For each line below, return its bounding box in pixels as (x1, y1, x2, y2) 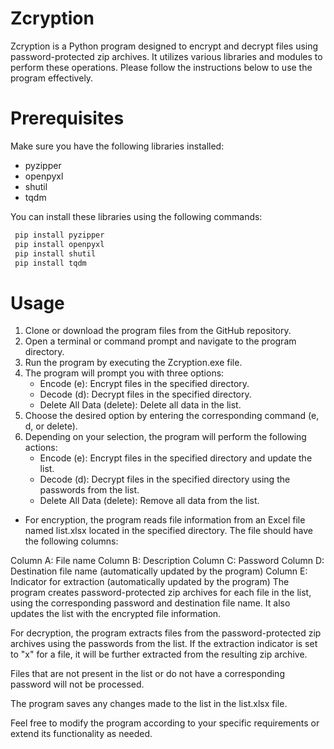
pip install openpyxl (14, 239, 105, 249)
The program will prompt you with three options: (24, 367, 225, 379)
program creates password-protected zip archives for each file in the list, (10, 587, 312, 599)
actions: (24, 442, 58, 454)
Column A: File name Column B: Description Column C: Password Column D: (10, 555, 325, 567)
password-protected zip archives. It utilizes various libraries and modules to (10, 50, 323, 62)
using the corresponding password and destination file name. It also (10, 597, 291, 609)
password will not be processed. (10, 678, 145, 691)
